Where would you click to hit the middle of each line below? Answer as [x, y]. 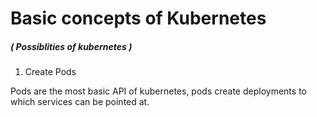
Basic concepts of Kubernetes [138, 18]
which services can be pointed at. [80, 102]
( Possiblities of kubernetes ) [71, 46]
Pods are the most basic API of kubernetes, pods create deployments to [158, 91]
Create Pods [50, 72]
